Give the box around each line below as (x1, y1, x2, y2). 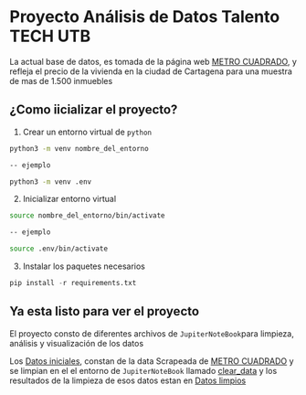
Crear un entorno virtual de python (22, 126, 153, 137)
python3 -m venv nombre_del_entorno (9, 144, 149, 153)
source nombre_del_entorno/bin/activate (9, 211, 166, 220)
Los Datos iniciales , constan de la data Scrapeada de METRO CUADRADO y (9, 355, 294, 367)
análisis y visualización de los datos (9, 337, 144, 348)
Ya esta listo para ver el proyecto (9, 304, 199, 319)
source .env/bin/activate (9, 244, 108, 253)
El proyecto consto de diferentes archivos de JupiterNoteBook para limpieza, (9, 327, 294, 339)
